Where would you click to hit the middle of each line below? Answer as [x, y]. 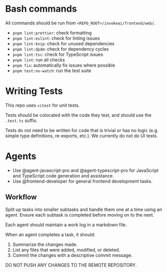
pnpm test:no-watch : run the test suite [52, 70]
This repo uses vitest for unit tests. [43, 105]
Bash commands [41, 9]
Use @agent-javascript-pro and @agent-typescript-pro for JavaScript [86, 170]
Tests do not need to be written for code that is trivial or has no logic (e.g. [82, 130]
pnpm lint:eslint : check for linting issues [56, 38]
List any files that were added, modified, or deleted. [66, 250]
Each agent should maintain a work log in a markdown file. [66, 225]
